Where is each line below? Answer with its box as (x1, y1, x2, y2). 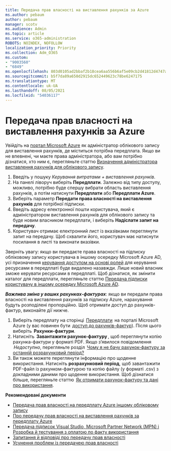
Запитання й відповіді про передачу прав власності (12, 434, 126, 441)
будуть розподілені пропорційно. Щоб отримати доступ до (5, 302, 133, 308)
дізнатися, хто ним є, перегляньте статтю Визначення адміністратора (5, 158, 158, 165)
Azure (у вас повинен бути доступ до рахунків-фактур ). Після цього (12, 323, 162, 329)
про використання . (12, 382, 54, 388)
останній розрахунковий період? (12, 350, 84, 356)
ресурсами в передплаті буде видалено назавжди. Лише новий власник (5, 265, 163, 271)
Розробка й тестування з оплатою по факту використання (12, 429, 139, 435)
